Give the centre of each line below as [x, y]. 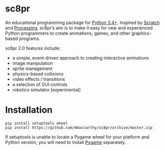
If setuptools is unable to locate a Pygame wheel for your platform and [77, 137]
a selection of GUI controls [40, 84]
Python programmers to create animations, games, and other [68, 33]
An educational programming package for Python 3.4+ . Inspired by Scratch [82, 22]
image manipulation [33, 63]
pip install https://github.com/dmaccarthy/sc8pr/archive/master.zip [79, 127]
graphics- [141, 33]
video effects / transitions [39, 79]
